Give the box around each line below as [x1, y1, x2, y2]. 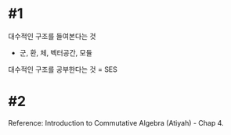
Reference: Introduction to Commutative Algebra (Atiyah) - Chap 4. [8, 118, 225, 127]
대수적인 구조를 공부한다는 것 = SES [8, 64, 117, 74]
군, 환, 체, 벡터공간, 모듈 [19, 48, 92, 57]
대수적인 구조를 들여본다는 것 [8, 31, 96, 41]
